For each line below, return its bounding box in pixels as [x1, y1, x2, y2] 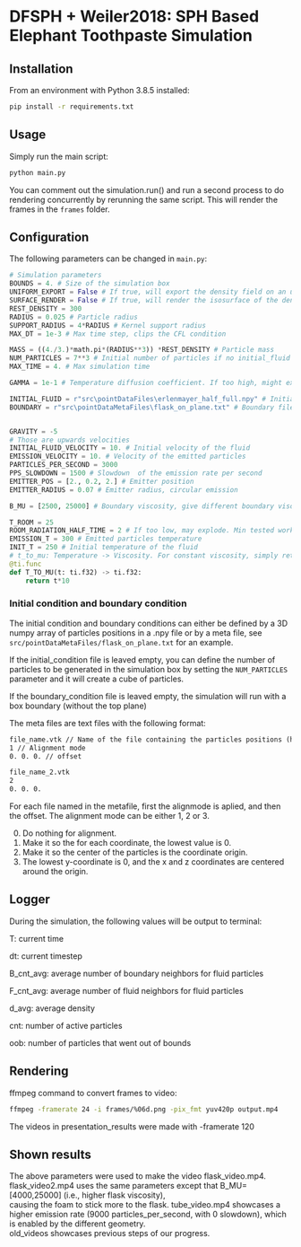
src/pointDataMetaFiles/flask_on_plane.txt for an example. [9, 637, 234, 647]
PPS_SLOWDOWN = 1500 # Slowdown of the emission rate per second [9, 469, 262, 478]
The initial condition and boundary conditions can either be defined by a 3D [9, 618, 288, 628]
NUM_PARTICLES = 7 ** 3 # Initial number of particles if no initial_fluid [9, 354, 291, 363]
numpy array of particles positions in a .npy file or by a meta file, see [9, 627, 262, 638]
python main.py [9, 168, 66, 177]
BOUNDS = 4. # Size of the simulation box [9, 279, 170, 288]
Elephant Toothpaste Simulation [9, 25, 253, 46]
